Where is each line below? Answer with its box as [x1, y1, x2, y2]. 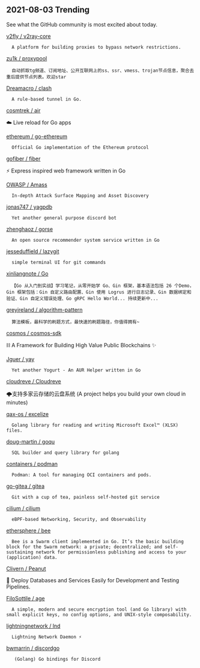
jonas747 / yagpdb [6, 203, 53, 210]
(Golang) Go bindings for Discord [14, 656, 101, 662]
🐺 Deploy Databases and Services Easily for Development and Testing [6, 576, 180, 584]
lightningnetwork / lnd [6, 622, 61, 629]
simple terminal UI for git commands [11, 259, 106, 265]
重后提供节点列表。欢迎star [6, 74, 67, 80]
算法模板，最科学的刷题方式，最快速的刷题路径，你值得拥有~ [11, 319, 140, 325]
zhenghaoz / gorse [6, 225, 53, 233]
